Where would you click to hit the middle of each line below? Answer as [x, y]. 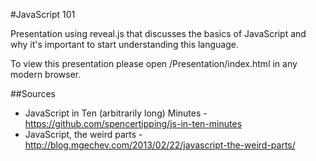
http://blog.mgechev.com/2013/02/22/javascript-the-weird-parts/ [160, 145]
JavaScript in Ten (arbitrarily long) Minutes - [116, 113]
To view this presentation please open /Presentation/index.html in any [154, 63]
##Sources [33, 93]
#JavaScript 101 [43, 14]
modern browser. [46, 74]
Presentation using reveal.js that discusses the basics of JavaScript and [158, 33]
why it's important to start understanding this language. [125, 44]
